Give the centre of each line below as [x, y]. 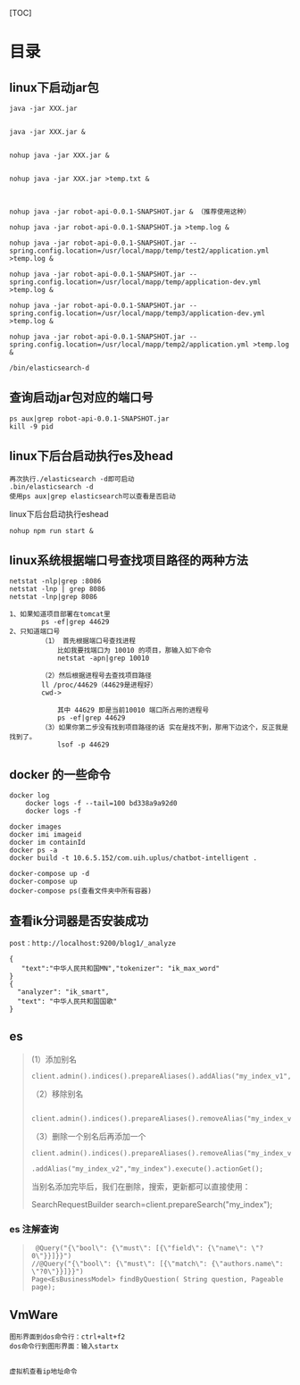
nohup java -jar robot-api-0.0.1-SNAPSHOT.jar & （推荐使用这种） [130, 212]
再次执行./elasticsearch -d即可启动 [72, 479]
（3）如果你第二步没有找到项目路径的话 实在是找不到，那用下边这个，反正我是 [165, 728]
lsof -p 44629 [83, 745]
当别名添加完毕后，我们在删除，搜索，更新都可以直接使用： [141, 1186]
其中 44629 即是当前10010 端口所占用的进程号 [133, 710]
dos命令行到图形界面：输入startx [64, 1346]
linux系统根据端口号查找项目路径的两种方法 [129, 560]
